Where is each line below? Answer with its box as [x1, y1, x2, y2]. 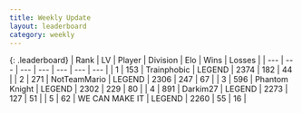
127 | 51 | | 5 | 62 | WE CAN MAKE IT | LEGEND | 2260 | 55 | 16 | [9, 93, 247, 104]
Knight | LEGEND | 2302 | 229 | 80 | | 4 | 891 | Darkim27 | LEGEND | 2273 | [9, 83, 288, 95]
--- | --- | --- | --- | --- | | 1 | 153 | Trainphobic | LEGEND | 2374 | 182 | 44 [19, 64, 293, 75]
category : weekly [9, 30, 75, 39]
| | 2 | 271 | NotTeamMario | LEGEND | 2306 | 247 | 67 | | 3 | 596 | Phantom [9, 74, 288, 85]
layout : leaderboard [9, 22, 88, 31]
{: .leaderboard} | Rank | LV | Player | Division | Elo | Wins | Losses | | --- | [9, 55, 284, 66]
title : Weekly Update [9, 13, 92, 23]
